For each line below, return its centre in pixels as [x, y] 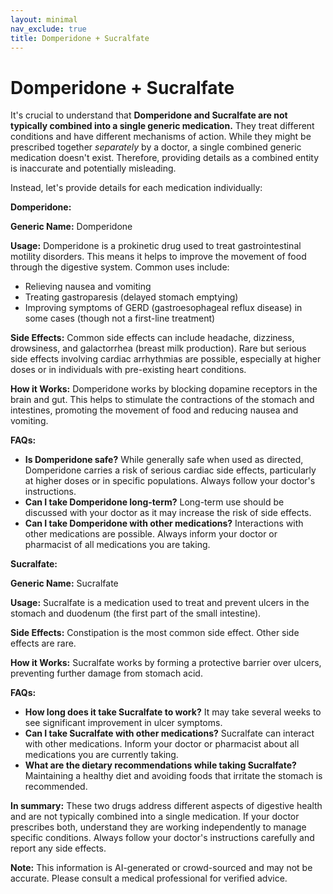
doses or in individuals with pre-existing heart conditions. [128, 370]
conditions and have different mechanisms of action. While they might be [161, 137]
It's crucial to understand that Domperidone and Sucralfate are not [149, 115]
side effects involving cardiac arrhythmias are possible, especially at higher [166, 359]
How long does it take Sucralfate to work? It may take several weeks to [173, 712]
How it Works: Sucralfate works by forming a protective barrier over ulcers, [166, 663]
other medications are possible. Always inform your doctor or [151, 534]
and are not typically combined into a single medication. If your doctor [155, 817]
